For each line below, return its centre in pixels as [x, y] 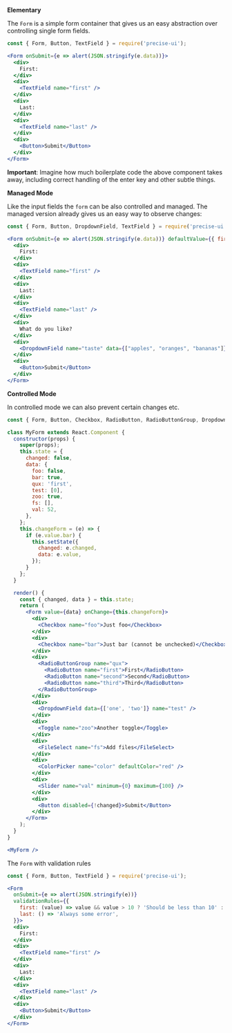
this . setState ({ [55, 542]
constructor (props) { [45, 439]
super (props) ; [40, 445]
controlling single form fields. [49, 31]
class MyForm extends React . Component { [66, 432]
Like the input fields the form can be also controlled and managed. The [107, 206]
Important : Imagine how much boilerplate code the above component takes [115, 172]
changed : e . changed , [67, 548]
